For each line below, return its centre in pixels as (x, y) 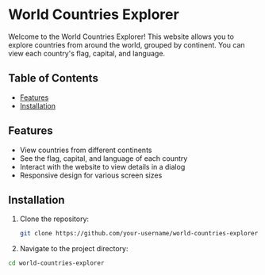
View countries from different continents (86, 150)
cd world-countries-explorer (56, 263)
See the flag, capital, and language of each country (104, 158)
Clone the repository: (54, 219)
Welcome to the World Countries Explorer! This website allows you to (121, 36)
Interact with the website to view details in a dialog (102, 166)
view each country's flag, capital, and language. (86, 53)
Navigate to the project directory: (74, 249)
